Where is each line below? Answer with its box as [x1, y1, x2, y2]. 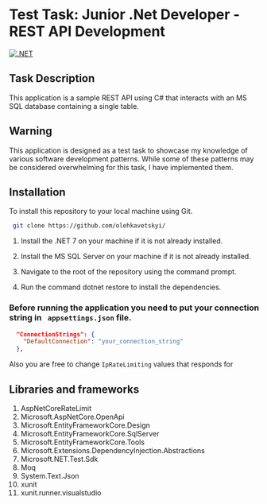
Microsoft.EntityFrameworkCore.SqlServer [20, 428, 160, 438]
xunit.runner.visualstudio [20, 487, 102, 498]
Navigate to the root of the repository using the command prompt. [20, 267, 237, 277]
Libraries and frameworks [9, 382, 140, 396]
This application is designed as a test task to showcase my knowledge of [9, 145, 249, 155]
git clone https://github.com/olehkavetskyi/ [12, 222, 166, 230]
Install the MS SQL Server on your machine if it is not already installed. [20, 252, 251, 262]
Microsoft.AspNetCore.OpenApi [20, 412, 125, 421]
